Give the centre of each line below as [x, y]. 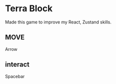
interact [17, 65]
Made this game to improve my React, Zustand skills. [58, 22]
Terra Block [29, 9]
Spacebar [15, 76]
